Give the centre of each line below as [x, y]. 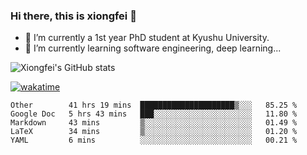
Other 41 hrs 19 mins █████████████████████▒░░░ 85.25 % [154, 105]
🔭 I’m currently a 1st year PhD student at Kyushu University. [147, 38]
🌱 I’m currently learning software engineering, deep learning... [153, 48]
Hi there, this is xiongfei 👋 [73, 16]
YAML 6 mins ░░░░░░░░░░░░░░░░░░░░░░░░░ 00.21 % [154, 140]
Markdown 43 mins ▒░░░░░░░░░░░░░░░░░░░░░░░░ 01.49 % [154, 123]
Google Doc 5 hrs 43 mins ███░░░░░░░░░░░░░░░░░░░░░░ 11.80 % [154, 114]
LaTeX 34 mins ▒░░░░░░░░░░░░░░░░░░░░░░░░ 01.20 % [154, 132]
